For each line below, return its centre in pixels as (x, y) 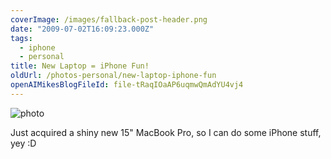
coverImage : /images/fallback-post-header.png (109, 19)
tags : (21, 38)
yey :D (23, 143)
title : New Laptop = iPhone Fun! (80, 66)
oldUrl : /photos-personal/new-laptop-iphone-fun (113, 76)
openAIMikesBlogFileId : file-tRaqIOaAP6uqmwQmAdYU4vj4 (127, 85)
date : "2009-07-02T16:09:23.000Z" (82, 29)
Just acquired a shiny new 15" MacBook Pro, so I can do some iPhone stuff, (166, 132)
